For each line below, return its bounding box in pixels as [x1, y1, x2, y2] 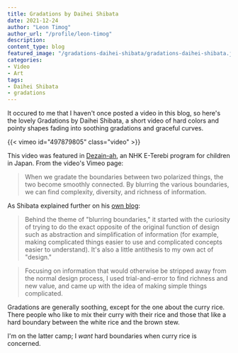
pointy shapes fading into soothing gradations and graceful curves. [7, 124, 204, 133]
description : [7, 37, 46, 44]
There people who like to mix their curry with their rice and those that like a [7, 310, 227, 319]
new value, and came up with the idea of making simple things [24, 281, 208, 291]
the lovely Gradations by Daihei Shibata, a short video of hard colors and [7, 116, 220, 125]
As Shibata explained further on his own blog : [7, 201, 140, 210]
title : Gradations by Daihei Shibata [7, 10, 119, 18]
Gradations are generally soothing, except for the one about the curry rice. [7, 303, 225, 312]
